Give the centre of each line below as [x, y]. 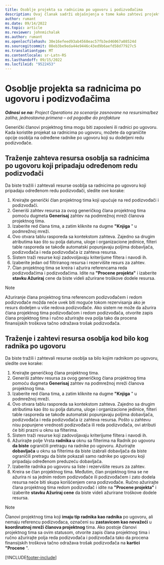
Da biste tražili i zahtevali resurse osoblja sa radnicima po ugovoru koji [76, 185]
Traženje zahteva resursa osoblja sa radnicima [77, 158]
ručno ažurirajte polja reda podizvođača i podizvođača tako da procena [77, 538]
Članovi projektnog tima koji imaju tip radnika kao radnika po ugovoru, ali [79, 516]
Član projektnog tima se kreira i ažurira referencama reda [70, 268]
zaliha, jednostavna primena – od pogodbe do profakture [63, 118]
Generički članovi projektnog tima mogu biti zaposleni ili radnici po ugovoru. [81, 127]
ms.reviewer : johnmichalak [32, 32]
